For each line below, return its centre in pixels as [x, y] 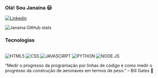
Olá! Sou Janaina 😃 [29, 8]
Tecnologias [20, 40]
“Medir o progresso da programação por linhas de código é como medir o [79, 65]
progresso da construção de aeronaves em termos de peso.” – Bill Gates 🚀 [79, 70]
